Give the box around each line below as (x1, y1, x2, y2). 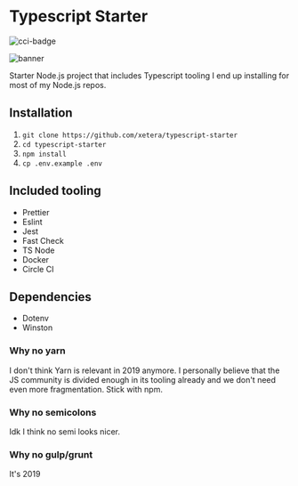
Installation (9, 105, 73, 121)
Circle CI (21, 263, 54, 274)
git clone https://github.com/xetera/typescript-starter (21, 131, 238, 140)
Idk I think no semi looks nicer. (9, 425, 120, 437)
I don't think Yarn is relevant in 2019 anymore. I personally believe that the (9, 365, 280, 376)
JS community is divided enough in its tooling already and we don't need (9, 374, 277, 385)
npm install (21, 150, 67, 158)
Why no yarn (9, 344, 66, 357)
